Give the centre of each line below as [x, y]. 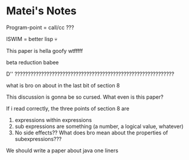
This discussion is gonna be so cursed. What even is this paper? [85, 97]
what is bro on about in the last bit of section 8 [63, 85]
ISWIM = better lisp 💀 [32, 39]
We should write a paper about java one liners [62, 150]
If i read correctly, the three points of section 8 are [68, 108]
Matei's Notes [42, 11]
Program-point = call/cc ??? [40, 27]
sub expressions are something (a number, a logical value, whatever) [99, 126]
